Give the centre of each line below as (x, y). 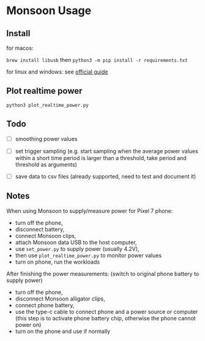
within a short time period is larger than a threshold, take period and (101, 158)
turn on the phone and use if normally (63, 331)
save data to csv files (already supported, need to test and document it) (106, 176)
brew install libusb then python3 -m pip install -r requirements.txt (97, 60)
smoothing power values (46, 139)
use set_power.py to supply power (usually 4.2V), (77, 248)
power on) (28, 324)
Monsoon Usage (49, 11)
